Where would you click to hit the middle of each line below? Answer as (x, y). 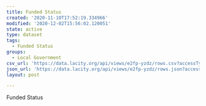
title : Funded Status (34, 12)
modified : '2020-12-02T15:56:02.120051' (59, 23)
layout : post (23, 75)
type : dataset (25, 35)
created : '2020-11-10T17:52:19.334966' (57, 18)
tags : (13, 40)
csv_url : (17, 63)
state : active (25, 29)
